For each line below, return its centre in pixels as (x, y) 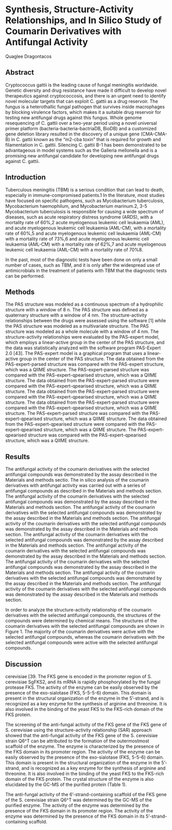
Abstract (20, 73)
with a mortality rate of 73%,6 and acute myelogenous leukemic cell (77, 239)
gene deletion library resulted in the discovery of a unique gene (72, 134)
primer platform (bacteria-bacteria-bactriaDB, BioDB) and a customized (81, 128)
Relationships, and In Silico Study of (84, 20)
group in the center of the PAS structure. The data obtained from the (92, 359)
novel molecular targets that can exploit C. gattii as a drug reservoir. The (82, 101)
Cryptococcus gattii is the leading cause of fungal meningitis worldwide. (82, 85)
